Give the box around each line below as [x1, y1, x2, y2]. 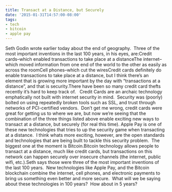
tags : [5, 17, 17, 22]
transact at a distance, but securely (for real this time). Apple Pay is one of [5, 121, 162, 127]
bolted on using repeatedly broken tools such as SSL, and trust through [5, 100, 156, 105]
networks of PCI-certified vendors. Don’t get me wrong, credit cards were [5, 105, 163, 111]
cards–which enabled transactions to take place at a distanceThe [5, 56, 142, 62]
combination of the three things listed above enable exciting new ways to [5, 116, 160, 122]
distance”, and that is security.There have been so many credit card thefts [5, 83, 161, 89]
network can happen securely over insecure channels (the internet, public [5, 154, 161, 160]
